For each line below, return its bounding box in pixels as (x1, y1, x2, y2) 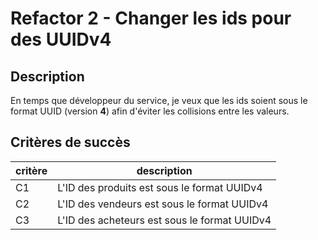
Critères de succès (10, 134, 131, 151)
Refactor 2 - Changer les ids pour (10, 7, 292, 30)
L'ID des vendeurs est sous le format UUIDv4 (57, 197, 269, 211)
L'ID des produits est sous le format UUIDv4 (57, 180, 263, 194)
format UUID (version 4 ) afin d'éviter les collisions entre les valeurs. (10, 105, 290, 117)
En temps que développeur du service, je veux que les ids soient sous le (10, 95, 308, 106)
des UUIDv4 (10, 28, 112, 51)
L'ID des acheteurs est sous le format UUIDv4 (57, 213, 272, 227)
